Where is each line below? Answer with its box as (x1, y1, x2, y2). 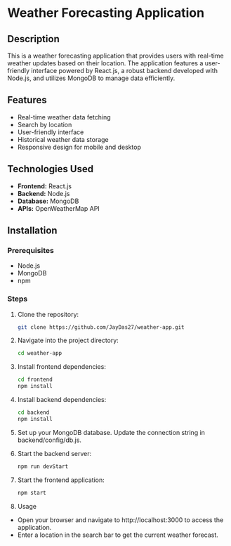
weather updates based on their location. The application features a (7, 59, 204, 67)
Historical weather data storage (17, 135, 109, 143)
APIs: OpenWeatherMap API (17, 204, 100, 212)
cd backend (17, 409, 50, 416)
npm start (17, 489, 47, 496)
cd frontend (17, 376, 53, 384)
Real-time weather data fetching (17, 112, 111, 121)
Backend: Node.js (17, 189, 70, 197)
